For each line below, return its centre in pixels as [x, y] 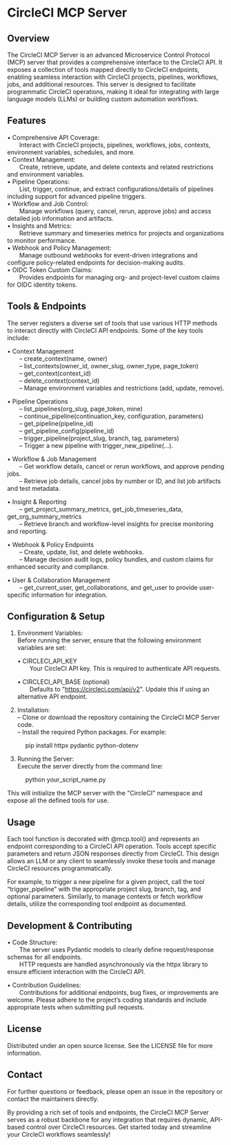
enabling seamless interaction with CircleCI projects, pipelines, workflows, [113, 77]
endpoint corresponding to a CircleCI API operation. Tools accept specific [112, 847]
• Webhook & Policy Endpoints [51, 544]
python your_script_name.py [66, 779]
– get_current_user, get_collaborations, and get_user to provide [109, 587]
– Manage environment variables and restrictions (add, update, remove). [122, 388]
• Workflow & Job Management [52, 459]
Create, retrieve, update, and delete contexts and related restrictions [117, 167]
